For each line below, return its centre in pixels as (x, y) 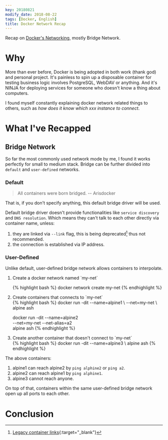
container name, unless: (30, 223)
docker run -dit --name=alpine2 (45, 317)
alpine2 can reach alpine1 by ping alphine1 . (57, 373)
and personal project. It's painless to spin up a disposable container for (78, 77)
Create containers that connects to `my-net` (58, 297)
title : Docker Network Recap (35, 24)
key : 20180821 (20, 10)
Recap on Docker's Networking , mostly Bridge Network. (63, 38)
